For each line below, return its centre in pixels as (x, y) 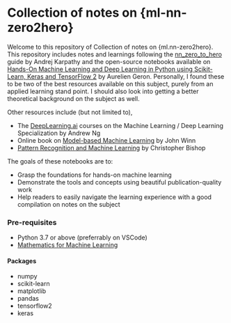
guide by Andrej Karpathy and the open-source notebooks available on (109, 61)
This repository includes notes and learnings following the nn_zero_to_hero (115, 54)
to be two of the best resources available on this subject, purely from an (110, 84)
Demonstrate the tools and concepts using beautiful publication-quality (119, 182)
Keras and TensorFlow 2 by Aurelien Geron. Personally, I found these (126, 76)
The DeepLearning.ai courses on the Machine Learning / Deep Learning (120, 125)
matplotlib (32, 291)
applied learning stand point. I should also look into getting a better (103, 91)
